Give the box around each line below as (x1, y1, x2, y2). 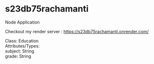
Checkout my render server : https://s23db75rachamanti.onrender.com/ (5, 28, 149, 34)
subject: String (5, 48, 34, 54)
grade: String (5, 53, 32, 59)
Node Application (5, 19, 40, 25)
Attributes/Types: (5, 43, 40, 49)
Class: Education (5, 38, 39, 44)
